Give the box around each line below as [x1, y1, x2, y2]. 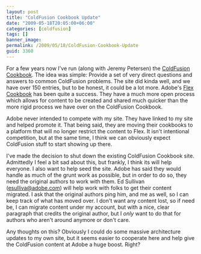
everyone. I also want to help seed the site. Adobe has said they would [6, 165, 182, 172]
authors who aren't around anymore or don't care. [6, 216, 131, 223]
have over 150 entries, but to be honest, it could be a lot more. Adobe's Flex [6, 84, 194, 91]
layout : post [6, 8, 39, 15]
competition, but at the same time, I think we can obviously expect [6, 134, 171, 141]
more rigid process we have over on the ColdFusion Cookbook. [6, 103, 163, 110]
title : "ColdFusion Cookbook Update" [6, 14, 101, 21]
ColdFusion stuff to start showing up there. [6, 140, 113, 148]
